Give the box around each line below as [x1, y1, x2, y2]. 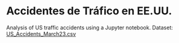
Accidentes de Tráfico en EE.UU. [6, 4, 172, 18]
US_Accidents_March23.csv [6, 30, 77, 37]
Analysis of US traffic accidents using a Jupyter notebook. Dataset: [6, 24, 173, 31]
